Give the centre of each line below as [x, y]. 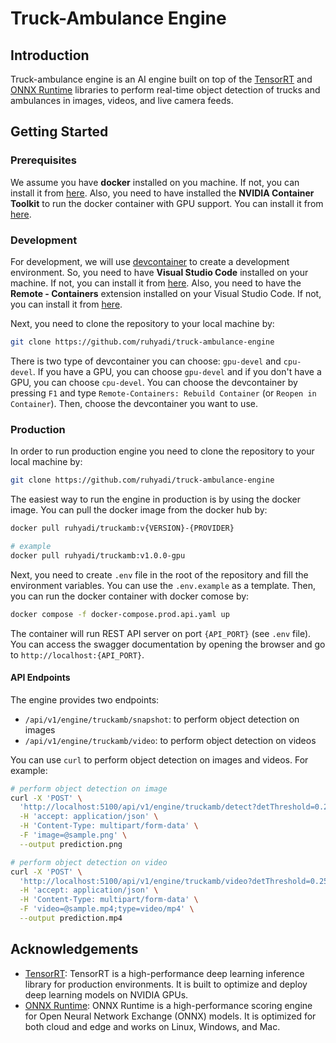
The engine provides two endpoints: [85, 699]
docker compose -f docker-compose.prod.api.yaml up [120, 614]
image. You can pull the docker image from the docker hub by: [139, 510]
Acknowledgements [74, 949]
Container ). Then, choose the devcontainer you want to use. [134, 403]
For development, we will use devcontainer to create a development [150, 261]
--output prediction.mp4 [71, 918]
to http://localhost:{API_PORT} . [77, 654]
